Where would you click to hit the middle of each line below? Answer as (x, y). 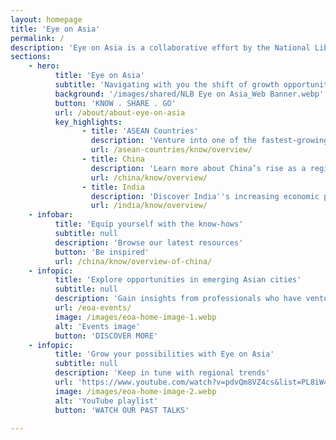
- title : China (113, 159)
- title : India (113, 187)
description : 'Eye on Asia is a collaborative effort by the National (160, 47)
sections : (31, 57)
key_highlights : (88, 122)
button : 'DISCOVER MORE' (106, 336)
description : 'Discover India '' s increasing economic (205, 196)
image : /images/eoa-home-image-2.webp (135, 391)
